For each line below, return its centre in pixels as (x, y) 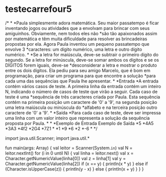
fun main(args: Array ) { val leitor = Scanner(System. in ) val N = (69, 148)
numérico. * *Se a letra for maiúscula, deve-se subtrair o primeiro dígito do (82, 54)
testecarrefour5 (38, 9)
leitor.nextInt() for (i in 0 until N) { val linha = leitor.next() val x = (69, 153)
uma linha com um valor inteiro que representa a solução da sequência (78, 118)
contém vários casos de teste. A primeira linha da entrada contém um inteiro (83, 86)
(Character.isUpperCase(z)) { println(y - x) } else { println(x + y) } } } (75, 169)
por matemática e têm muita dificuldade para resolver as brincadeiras (76, 39)
